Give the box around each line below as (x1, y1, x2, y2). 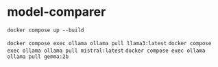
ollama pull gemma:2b (7, 53, 69, 60)
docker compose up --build (7, 27, 84, 33)
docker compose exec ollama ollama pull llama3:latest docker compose (7, 40, 212, 46)
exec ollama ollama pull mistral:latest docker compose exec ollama (7, 47, 206, 54)
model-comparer (7, 4, 106, 20)
